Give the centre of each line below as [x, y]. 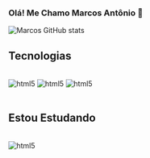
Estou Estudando [52, 117]
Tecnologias [40, 56]
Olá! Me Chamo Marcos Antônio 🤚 [76, 13]
